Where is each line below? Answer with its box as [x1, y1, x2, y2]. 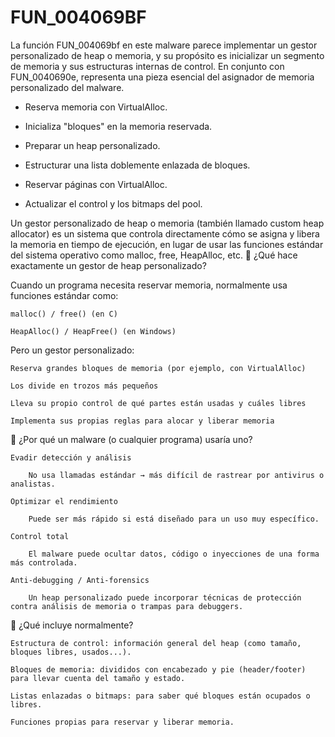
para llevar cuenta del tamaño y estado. [10, 673, 186, 683]
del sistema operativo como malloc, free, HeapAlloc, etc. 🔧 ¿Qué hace [10, 249, 298, 261]
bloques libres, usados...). [10, 647, 132, 657]
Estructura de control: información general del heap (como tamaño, [10, 638, 302, 648]
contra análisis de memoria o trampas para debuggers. [10, 601, 244, 611]
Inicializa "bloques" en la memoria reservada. [24, 120, 213, 132]
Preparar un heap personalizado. [24, 139, 161, 151]
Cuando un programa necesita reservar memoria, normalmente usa [10, 279, 288, 291]
